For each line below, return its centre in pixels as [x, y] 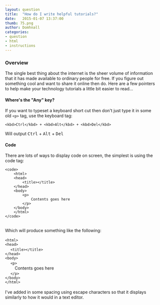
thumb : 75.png [19, 23]
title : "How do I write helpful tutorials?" [51, 14]
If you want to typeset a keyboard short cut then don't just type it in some [78, 111]
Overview [17, 63]
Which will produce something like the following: [53, 231]
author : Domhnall [22, 28]
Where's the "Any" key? [30, 100]
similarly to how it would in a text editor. [44, 297]
